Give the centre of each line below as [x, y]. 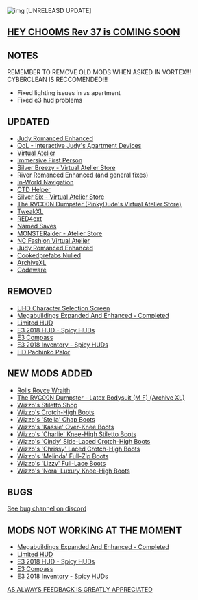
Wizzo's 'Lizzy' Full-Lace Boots [61, 463]
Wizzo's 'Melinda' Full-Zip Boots [63, 456]
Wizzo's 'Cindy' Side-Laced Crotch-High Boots [84, 441]
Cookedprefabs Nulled [49, 255]
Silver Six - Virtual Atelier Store [61, 197]
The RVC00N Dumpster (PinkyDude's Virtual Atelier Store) [99, 204]
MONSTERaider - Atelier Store [60, 233]
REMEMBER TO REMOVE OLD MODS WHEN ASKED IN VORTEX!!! [99, 72]
